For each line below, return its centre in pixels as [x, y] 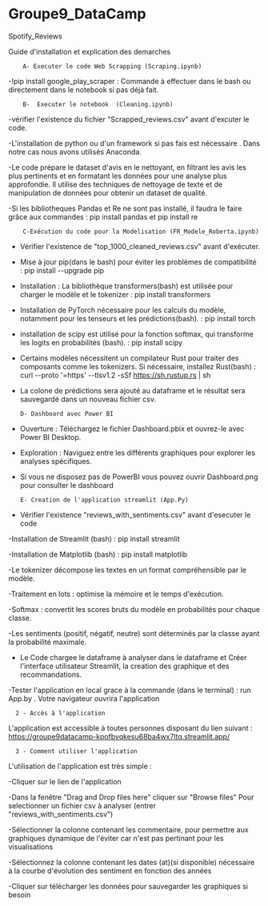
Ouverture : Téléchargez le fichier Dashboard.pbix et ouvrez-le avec [132, 429]
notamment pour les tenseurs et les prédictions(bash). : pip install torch [138, 318]
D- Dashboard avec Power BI [66, 413]
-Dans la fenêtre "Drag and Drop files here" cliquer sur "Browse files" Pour [131, 797]
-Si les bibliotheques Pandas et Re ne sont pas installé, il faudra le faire [125, 208]
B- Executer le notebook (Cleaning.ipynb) [98, 104]
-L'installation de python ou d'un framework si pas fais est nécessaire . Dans [134, 143]
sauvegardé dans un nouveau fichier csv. [88, 399]
